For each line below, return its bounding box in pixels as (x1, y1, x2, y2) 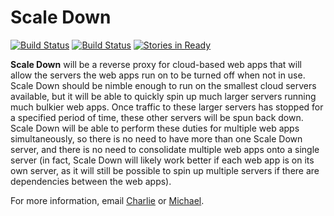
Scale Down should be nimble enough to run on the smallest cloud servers (10, 79, 317, 91)
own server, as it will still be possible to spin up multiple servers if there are (10, 164, 320, 176)
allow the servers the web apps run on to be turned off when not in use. (10, 69, 306, 81)
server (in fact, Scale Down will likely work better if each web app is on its (10, 154, 315, 166)
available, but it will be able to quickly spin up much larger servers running (10, 90, 317, 102)
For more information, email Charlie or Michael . (10, 194, 205, 206)
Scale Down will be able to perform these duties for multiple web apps (10, 122, 300, 134)
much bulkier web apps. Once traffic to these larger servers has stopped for (10, 101, 324, 113)
